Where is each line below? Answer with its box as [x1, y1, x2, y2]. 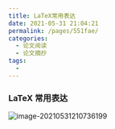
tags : [8, 57, 27, 65]
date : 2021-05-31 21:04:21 [8, 19, 99, 27]
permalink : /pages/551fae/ [8, 27, 99, 35]
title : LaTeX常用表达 [8, 11, 76, 20]
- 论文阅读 [15, 42, 47, 50]
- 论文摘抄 [15, 49, 47, 57]
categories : [8, 34, 48, 43]
